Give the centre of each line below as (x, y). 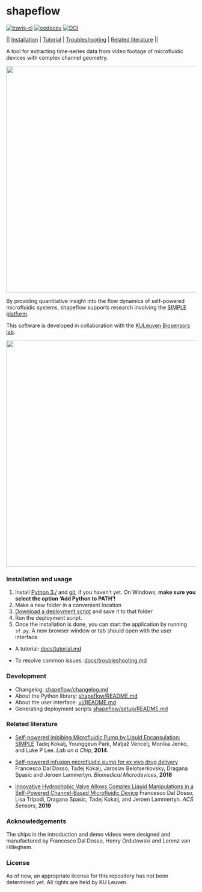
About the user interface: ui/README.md (65, 702)
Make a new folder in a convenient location (68, 605)
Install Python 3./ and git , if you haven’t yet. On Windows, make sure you (105, 592)
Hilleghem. (20, 847)
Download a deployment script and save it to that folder (84, 611)
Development (26, 676)
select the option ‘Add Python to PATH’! (65, 599)
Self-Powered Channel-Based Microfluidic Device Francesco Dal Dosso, (104, 792)
